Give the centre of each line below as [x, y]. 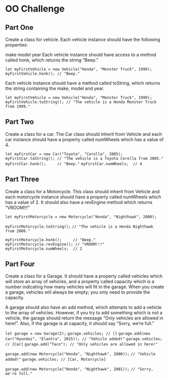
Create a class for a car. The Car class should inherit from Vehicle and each [84, 134]
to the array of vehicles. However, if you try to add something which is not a [84, 313]
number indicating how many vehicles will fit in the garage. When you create [85, 287]
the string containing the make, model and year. [55, 88]
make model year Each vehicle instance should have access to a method [81, 55]
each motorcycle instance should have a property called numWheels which [83, 197]
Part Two [20, 122]
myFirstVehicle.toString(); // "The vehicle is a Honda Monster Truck [81, 102]
